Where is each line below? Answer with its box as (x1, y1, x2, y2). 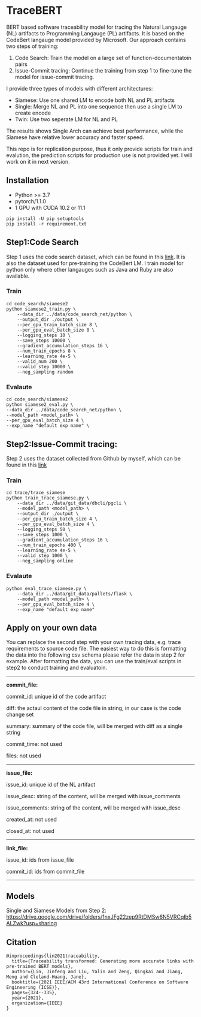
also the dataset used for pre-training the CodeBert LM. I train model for (6, 259, 184, 267)
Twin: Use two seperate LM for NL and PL (14, 115, 118, 123)
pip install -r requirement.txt (6, 221, 87, 227)
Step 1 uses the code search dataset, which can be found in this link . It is (6, 253, 185, 260)
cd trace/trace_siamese (6, 490, 66, 496)
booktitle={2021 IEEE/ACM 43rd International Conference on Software (11, 979, 188, 985)
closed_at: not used (6, 828, 55, 835)
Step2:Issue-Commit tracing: (6, 439, 118, 449)
